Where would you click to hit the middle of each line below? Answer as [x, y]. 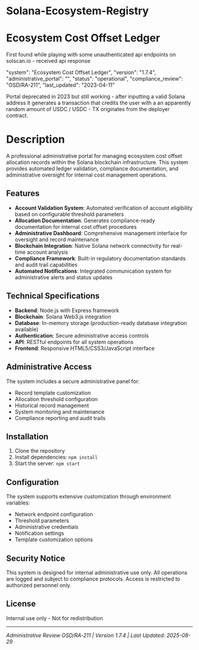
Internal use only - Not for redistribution [54, 618]
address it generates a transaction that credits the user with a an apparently [99, 103]
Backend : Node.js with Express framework [67, 310]
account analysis [47, 252]
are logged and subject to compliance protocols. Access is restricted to [93, 579]
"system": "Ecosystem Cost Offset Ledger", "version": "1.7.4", [81, 72]
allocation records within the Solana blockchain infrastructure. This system [97, 162]
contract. [17, 116]
